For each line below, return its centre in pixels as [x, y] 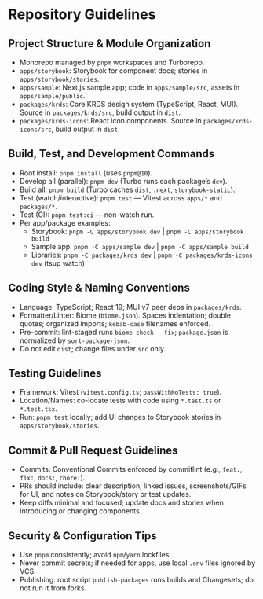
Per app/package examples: [65, 222]
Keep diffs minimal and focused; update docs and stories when [121, 503]
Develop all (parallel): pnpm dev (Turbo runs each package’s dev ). [123, 181]
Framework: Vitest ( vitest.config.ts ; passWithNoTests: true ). [121, 392]
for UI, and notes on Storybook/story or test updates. [105, 494]
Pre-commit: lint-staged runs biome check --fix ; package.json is [124, 332]
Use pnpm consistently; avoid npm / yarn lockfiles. [95, 555]
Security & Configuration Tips [82, 536]
